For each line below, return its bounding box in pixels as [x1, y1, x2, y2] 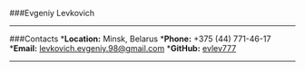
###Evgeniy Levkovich [9, 8, 95, 18]
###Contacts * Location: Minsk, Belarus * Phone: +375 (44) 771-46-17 [9, 33, 271, 44]
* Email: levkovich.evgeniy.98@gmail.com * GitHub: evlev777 [9, 43, 237, 53]
